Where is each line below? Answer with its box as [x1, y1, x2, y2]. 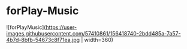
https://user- [46, 24, 77, 31]
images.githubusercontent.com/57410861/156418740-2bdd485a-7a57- [6, 30, 181, 37]
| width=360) [80, 36, 114, 43]
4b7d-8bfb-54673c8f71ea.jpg [6, 36, 80, 43]
